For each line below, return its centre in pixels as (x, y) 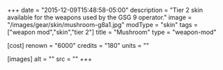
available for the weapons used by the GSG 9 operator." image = (100, 17)
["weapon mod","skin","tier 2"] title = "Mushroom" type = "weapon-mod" (112, 32)
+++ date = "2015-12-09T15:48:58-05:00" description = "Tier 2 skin (105, 10)
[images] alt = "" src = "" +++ (50, 59)
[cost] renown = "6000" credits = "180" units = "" (78, 45)
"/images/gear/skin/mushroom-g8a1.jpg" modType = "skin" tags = (103, 25)
